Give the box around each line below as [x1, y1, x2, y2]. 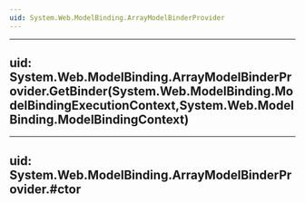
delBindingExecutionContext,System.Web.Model [9, 98, 295, 113]
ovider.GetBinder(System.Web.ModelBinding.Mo [9, 83, 293, 100]
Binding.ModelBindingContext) [9, 112, 189, 128]
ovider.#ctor [9, 181, 82, 197]
